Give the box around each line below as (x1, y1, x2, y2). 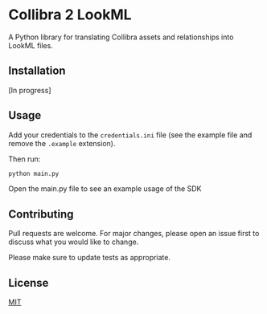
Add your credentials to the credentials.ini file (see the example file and (8, 130, 253, 140)
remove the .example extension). (8, 138, 116, 148)
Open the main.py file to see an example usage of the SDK (8, 184, 202, 194)
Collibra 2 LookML (8, 6, 132, 24)
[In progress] (8, 85, 51, 95)
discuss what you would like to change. (8, 237, 139, 247)
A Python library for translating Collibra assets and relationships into (8, 32, 234, 42)
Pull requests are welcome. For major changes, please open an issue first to (8, 229, 260, 239)
